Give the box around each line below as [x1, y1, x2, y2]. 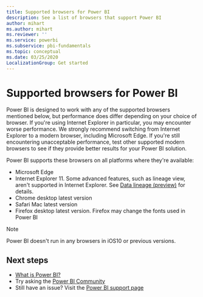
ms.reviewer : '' [6, 32, 47, 38]
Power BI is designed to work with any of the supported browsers [6, 106, 170, 113]
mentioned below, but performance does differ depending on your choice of [6, 113, 197, 120]
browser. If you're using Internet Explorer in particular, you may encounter [6, 119, 191, 127]
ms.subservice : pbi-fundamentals [6, 43, 91, 49]
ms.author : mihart [6, 26, 53, 32]
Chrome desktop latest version [15, 194, 92, 201]
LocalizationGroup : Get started [6, 60, 88, 66]
